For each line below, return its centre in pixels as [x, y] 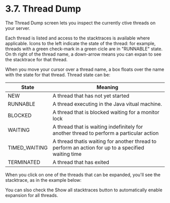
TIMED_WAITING [28, 147]
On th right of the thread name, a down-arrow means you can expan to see [83, 54]
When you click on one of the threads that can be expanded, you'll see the [83, 175]
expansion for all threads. [32, 195]
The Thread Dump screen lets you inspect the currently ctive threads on [80, 23]
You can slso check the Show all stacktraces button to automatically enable [84, 190]
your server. [18, 28]
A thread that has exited [81, 162]
